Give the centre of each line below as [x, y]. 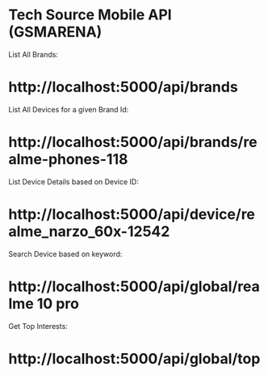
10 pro [58, 303]
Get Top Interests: [38, 326]
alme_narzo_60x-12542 [89, 231]
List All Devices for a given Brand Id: [69, 109]
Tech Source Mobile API [90, 15]
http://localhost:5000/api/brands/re [133, 142]
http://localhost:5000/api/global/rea [134, 287]
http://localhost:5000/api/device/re [132, 214]
